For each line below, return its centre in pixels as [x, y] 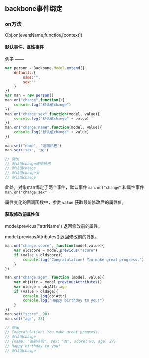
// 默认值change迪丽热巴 [28, 164]
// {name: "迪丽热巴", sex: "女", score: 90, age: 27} [61, 341]
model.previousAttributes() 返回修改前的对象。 [52, 237]
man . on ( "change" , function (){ [35, 100]
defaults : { [25, 73]
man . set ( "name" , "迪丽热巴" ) [33, 146]
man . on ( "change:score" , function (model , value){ [55, 246]
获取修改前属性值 [22, 214]
